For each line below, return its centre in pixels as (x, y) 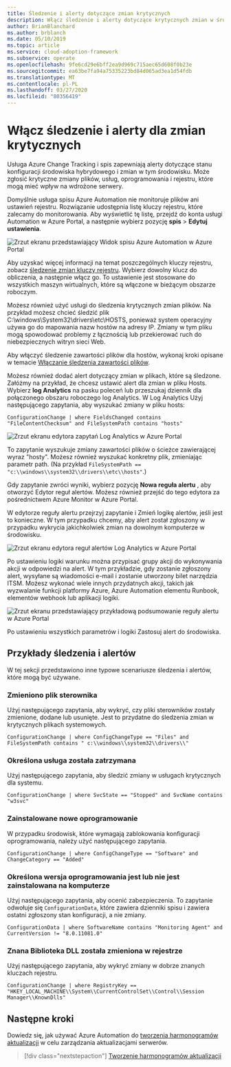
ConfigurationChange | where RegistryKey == (72, 986)
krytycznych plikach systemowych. (57, 725)
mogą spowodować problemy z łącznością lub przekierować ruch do (104, 334)
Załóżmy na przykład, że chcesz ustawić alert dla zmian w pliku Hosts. (107, 383)
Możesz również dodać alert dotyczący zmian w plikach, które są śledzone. (114, 375)
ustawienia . (24, 228)
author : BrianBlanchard (41, 26)
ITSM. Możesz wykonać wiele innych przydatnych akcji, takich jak (101, 583)
